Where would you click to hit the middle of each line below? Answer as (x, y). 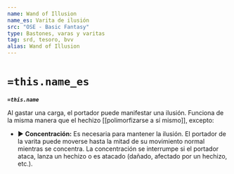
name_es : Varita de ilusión (48, 20)
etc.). (25, 163)
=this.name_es (48, 82)
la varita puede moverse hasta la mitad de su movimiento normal (111, 141)
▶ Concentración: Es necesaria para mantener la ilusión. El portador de (122, 133)
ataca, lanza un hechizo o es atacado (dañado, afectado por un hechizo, (122, 156)
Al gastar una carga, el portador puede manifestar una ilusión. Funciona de (116, 112)
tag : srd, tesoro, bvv (40, 40)
